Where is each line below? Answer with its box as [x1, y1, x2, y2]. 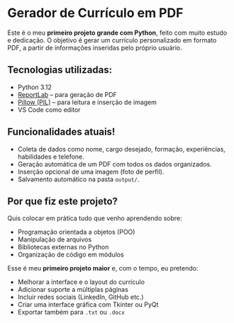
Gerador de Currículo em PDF [7, 5, 184, 21]
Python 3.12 [17, 83, 52, 91]
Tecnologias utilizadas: [7, 64, 112, 76]
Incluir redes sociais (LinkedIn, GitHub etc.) [17, 293, 144, 302]
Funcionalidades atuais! [7, 126, 116, 138]
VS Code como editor [17, 105, 81, 114]
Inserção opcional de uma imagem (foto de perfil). [17, 167, 165, 176]
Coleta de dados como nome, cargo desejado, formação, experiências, [17, 144, 225, 153]
